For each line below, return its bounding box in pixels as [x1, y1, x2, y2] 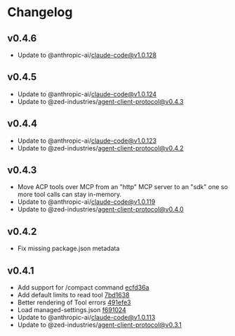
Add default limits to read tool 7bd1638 [17, 291, 130, 299]
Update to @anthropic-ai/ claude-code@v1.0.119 [17, 198, 156, 206]
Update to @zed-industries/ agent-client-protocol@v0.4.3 [17, 97, 184, 105]
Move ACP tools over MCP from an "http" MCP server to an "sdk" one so [17, 183, 228, 191]
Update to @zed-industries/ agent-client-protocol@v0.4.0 [17, 205, 184, 214]
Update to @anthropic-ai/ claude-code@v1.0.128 [17, 51, 156, 59]
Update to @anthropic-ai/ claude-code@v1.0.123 [17, 136, 156, 145]
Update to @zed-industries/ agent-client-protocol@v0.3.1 [17, 321, 182, 329]
